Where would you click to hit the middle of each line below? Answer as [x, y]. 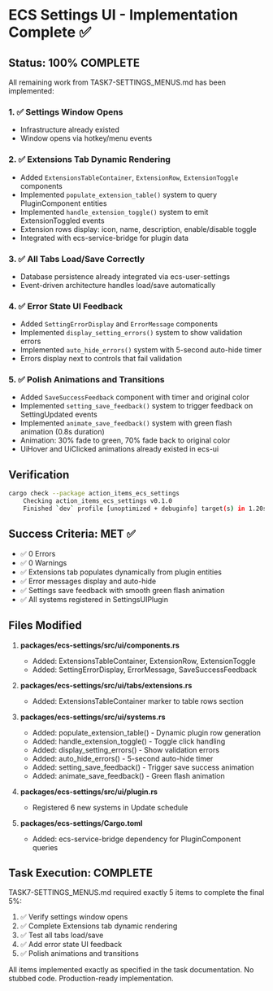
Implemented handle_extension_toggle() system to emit [114, 212]
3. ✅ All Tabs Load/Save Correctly [76, 259]
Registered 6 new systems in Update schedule [110, 807]
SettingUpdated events [58, 415]
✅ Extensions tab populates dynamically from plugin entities [121, 572]
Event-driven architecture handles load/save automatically [118, 285]
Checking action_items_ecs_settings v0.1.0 [98, 501]
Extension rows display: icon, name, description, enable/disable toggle [139, 229]
